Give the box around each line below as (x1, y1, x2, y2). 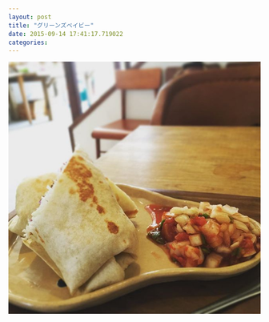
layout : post (8, 13, 52, 21)
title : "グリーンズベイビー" (8, 21, 94, 30)
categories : (8, 38, 48, 46)
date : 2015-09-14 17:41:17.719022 (8, 30, 124, 38)
